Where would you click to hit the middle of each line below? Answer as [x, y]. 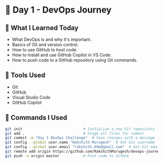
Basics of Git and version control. [45, 45]
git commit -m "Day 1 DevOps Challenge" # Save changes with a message [80, 138]
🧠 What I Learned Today [42, 28]
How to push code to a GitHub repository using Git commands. [75, 60]
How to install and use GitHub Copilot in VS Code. [62, 55]
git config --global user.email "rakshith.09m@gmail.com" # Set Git [77, 147]
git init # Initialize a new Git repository [80, 129]
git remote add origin [28, 151]
